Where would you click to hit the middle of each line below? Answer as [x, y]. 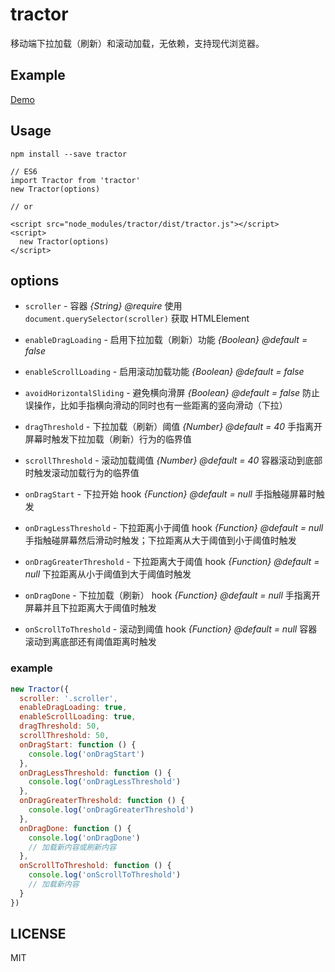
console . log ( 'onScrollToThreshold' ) [105, 875]
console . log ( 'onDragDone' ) [84, 838]
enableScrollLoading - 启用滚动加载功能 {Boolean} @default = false [164, 372]
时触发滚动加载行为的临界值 [82, 473]
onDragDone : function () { [75, 828]
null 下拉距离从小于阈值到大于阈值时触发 [108, 574]
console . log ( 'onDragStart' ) [86, 754]
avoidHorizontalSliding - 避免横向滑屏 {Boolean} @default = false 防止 [172, 393]
